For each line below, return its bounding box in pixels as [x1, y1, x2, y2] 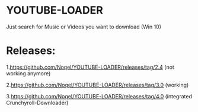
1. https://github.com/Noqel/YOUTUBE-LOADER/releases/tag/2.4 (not [6, 63, 175, 71]
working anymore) [6, 69, 51, 77]
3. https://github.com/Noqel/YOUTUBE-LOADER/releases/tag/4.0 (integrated [6, 92, 193, 100]
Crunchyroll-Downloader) [6, 99, 69, 106]
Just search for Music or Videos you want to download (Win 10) [6, 23, 162, 30]
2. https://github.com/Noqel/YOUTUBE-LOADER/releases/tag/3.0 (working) [6, 81, 189, 88]
